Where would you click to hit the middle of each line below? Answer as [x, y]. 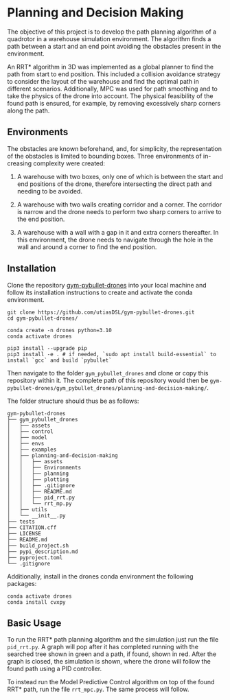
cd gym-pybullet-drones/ [43, 318]
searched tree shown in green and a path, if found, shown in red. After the [112, 654]
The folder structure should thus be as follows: [73, 401]
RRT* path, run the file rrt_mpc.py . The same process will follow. [98, 689]
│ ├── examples [32, 450]
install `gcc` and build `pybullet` [59, 360]
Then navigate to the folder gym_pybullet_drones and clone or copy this [108, 373]
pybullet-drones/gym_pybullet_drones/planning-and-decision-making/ [107, 388]
